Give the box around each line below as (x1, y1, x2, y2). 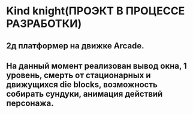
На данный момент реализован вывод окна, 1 (6, 61, 187, 71)
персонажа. (6, 98, 54, 108)
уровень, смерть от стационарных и (6, 70, 151, 80)
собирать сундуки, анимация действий (6, 88, 163, 99)
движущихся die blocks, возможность (6, 79, 158, 90)
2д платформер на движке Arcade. (6, 41, 145, 51)
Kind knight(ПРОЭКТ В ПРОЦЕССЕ (6, 4, 185, 18)
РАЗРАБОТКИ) (6, 17, 82, 30)
